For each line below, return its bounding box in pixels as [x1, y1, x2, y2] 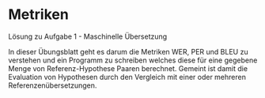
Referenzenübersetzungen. [8, 81, 97, 90]
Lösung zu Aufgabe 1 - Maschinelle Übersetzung [8, 32, 168, 41]
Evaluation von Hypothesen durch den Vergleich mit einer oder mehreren [8, 72, 247, 81]
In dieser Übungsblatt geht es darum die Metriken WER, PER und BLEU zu [8, 47, 248, 56]
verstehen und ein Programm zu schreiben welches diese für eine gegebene [8, 55, 258, 65]
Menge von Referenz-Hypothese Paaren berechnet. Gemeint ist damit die [8, 63, 248, 73]
